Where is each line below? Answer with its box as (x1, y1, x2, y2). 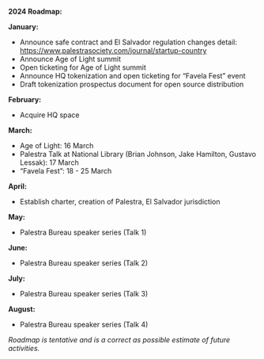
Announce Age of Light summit (19, 55, 121, 63)
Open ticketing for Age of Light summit (19, 63, 146, 72)
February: (8, 95, 42, 104)
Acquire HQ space (19, 110, 80, 120)
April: (8, 181, 28, 191)
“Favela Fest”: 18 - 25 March (19, 166, 112, 175)
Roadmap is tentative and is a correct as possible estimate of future (8, 335, 231, 344)
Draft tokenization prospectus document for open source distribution (19, 79, 244, 89)
